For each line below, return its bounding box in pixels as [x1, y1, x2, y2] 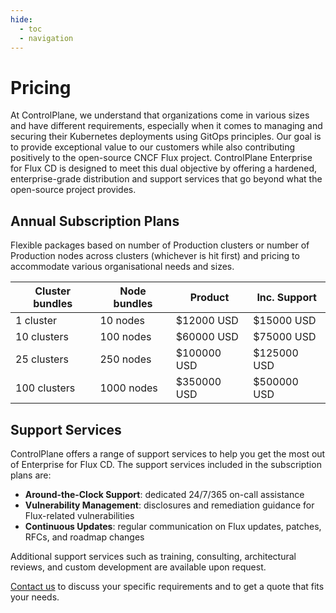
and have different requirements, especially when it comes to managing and [10, 120, 323, 132]
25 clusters [15, 352, 69, 366]
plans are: [10, 469, 52, 481]
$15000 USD [253, 314, 317, 328]
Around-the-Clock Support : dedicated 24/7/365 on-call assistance [24, 488, 305, 500]
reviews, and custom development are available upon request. [10, 561, 267, 573]
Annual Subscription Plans [10, 212, 180, 230]
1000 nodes [99, 381, 158, 395]
